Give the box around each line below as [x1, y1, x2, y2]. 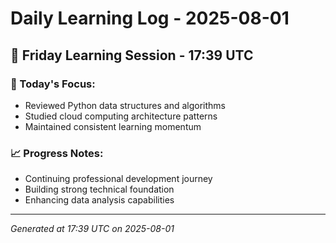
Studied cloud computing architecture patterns [24, 110, 218, 122]
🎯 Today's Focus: [10, 77, 96, 91]
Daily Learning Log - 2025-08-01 [10, 7, 290, 30]
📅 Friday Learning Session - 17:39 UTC [10, 47, 254, 64]
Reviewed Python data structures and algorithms [24, 99, 226, 111]
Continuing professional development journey [24, 173, 213, 185]
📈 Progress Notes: [10, 146, 104, 160]
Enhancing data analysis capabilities [24, 194, 175, 206]
